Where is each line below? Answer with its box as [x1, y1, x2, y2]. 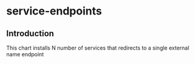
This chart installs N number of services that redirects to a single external [6, 44, 190, 51]
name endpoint [6, 51, 44, 58]
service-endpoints [6, 4, 102, 18]
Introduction [6, 28, 55, 39]
